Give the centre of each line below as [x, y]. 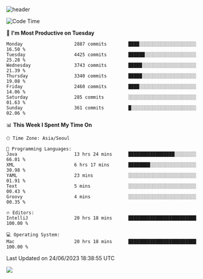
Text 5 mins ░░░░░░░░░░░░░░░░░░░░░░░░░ [101, 186]
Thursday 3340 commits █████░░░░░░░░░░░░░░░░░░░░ [101, 76]
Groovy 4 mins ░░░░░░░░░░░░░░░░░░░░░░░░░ [101, 197]
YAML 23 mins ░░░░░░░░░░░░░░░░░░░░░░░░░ [101, 176]
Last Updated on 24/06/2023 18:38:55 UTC [61, 258]
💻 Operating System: [33, 235]
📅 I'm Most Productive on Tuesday [51, 33]
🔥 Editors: [20, 213]
